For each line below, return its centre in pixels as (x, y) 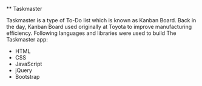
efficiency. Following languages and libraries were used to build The (91, 33)
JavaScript (29, 64)
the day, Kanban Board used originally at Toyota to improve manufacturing (99, 27)
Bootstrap (27, 77)
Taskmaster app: (27, 39)
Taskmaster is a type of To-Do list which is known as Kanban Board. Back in (101, 20)
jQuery (23, 70)
